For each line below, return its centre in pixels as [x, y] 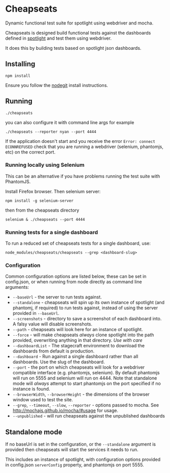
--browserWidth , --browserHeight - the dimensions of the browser [81, 394]
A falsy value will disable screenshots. [53, 324]
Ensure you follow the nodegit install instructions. [57, 85]
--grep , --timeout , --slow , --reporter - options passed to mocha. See [86, 405]
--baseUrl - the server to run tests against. [57, 297]
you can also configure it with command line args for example [70, 122]
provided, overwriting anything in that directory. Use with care [78, 340]
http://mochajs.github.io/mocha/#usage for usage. [65, 410]
